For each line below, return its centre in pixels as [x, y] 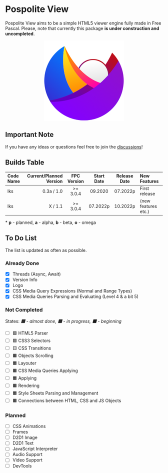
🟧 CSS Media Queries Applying [45, 370]
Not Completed [24, 310]
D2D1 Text [23, 443]
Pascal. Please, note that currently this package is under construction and [82, 28]
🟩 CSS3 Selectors [31, 340]
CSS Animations [29, 426]
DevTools [22, 465]
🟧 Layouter [24, 363]
